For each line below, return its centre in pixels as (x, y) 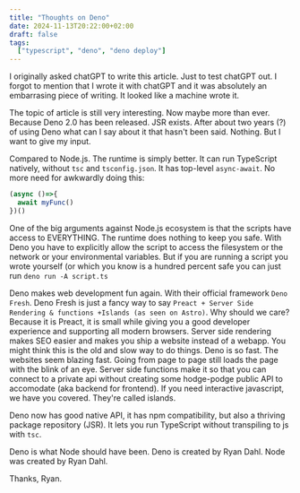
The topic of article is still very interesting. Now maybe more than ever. (140, 113)
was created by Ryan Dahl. (59, 461)
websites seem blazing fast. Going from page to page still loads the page (144, 359)
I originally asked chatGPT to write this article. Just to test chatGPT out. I (143, 76)
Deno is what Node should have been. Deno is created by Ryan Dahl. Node (147, 451)
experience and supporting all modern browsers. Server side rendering (140, 331)
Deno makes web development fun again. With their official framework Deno (149, 293)
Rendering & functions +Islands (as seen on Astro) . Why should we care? (150, 312)
